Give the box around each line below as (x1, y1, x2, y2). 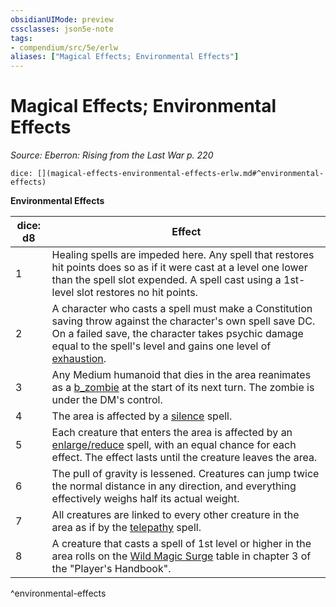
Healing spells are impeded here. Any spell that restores (51, 248, 315, 262)
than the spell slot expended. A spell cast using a (51, 273, 282, 287)
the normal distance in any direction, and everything (51, 479, 297, 493)
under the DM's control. (51, 393, 163, 407)
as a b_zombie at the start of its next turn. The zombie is (51, 381, 315, 395)
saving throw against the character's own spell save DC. (51, 314, 316, 328)
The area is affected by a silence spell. (51, 409, 233, 423)
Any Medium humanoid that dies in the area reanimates (51, 368, 312, 382)
